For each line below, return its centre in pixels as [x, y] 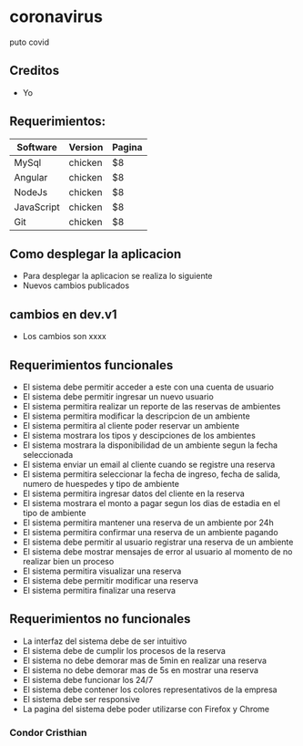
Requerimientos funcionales [91, 365]
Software [37, 147]
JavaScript [37, 207]
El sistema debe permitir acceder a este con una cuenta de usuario [148, 387]
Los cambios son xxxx [64, 337]
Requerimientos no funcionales [100, 619]
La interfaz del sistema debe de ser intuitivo [105, 641]
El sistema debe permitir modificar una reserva [110, 580]
